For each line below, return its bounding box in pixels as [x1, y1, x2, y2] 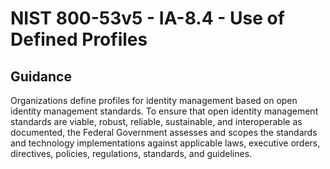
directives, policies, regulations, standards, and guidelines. [10, 148, 253, 159]
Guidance [10, 68, 72, 85]
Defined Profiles [10, 28, 148, 51]
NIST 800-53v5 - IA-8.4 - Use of [10, 7, 285, 30]
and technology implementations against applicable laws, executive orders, [10, 137, 321, 149]
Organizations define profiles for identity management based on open [10, 95, 298, 106]
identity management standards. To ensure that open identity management [10, 105, 319, 117]
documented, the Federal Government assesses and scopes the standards [10, 127, 318, 138]
